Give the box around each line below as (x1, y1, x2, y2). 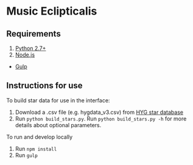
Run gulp (15, 151, 38, 159)
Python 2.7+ (15, 44, 46, 52)
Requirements (6, 29, 61, 39)
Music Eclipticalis (6, 4, 97, 18)
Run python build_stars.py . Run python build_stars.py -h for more (15, 114, 187, 122)
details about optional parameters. (15, 121, 102, 128)
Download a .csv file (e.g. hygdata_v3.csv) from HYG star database (15, 108, 184, 116)
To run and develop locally (6, 133, 73, 141)
